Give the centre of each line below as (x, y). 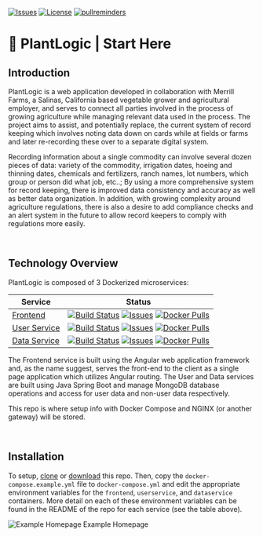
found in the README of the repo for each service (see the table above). (125, 509)
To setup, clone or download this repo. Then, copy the (96, 476)
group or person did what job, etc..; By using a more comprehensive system (131, 182)
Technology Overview (63, 263)
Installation (36, 457)
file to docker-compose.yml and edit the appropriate (159, 484)
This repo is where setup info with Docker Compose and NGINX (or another (130, 408)
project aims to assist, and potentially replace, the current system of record (130, 125)
